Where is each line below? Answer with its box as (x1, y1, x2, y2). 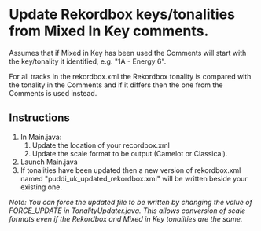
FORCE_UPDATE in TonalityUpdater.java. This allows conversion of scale (9, 206, 246, 215)
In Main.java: (20, 132, 62, 141)
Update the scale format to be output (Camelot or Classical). (31, 148, 228, 158)
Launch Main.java (20, 157, 78, 167)
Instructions (9, 112, 70, 125)
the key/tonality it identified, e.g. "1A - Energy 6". (9, 57, 167, 66)
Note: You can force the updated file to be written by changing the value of (9, 197, 252, 207)
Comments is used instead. (9, 88, 97, 97)
